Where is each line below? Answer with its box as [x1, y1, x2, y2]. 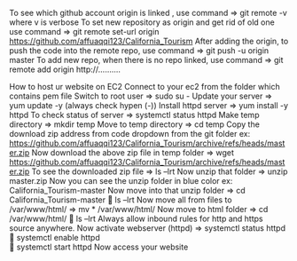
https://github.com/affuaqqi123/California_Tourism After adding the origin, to [9, 36, 289, 46]
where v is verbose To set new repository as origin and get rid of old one [9, 17, 275, 28]
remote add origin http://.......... [9, 64, 121, 75]
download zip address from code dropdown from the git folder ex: [9, 129, 251, 138]
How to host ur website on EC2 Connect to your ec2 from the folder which [9, 82, 281, 91]
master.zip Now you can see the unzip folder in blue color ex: [9, 176, 233, 186]
